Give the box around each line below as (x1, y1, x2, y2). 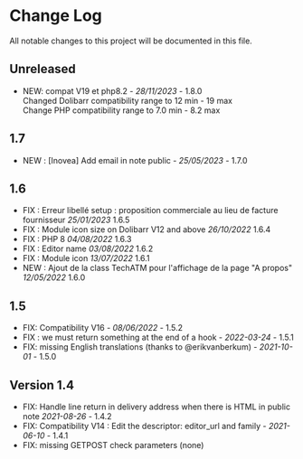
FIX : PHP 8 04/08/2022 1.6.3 (22, 234, 132, 245)
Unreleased (9, 61, 77, 77)
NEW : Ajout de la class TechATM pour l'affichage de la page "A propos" (22, 263, 292, 274)
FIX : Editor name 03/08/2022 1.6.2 (22, 243, 154, 254)
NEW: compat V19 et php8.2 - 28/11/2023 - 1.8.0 (22, 85, 203, 96)
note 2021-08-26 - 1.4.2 (22, 411, 112, 421)
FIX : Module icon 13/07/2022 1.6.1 (22, 253, 151, 264)
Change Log (9, 5, 102, 26)
